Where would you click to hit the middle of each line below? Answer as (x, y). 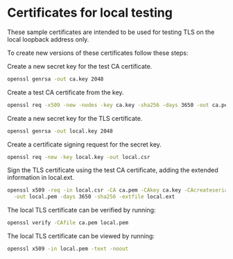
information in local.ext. (41, 178)
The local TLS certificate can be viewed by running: (81, 236)
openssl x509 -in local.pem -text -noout (68, 249)
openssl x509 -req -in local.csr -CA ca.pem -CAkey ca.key (94, 190)
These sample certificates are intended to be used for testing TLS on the (111, 32)
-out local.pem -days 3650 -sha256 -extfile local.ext (94, 197)
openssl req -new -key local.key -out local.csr (79, 157)
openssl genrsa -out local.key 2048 (60, 131)
